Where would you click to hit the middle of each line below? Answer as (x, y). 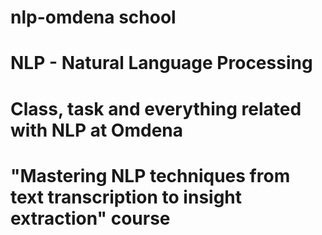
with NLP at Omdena (97, 130)
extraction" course (90, 218)
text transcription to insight (126, 197)
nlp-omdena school (93, 17)
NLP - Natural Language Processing (161, 63)
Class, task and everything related (156, 108)
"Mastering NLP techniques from (150, 175)
